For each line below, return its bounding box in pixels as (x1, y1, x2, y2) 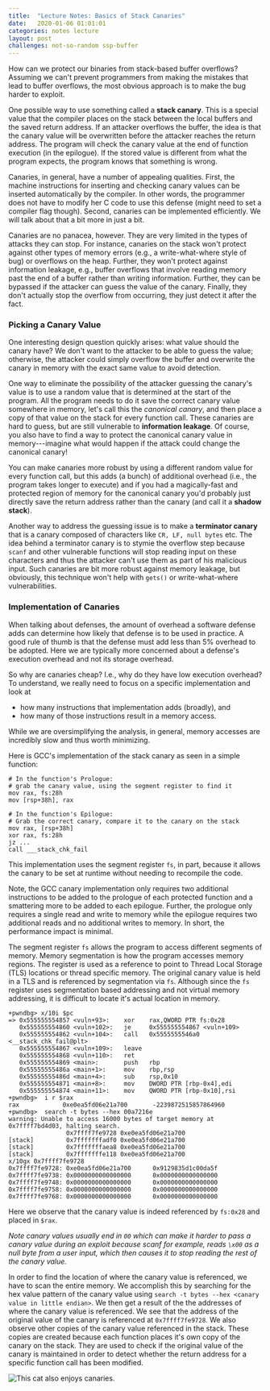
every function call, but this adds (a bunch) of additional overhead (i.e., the (8, 471, 257, 481)
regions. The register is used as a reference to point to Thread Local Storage (8, 959, 263, 969)
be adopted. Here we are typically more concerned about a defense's (8, 646, 239, 655)
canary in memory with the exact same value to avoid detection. (8, 363, 222, 373)
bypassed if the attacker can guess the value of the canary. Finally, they (8, 282, 247, 292)
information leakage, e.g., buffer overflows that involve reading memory (8, 265, 247, 275)
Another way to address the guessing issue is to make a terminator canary (8, 521, 258, 531)
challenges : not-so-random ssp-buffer (8, 42, 139, 50)
